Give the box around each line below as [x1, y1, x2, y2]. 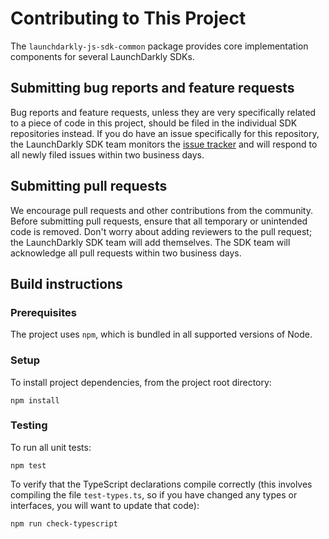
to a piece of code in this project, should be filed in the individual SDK [10, 117, 298, 129]
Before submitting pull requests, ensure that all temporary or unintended [10, 215, 308, 227]
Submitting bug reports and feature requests [10, 80, 295, 97]
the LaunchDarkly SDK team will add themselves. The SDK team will [10, 236, 291, 248]
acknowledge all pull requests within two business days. [10, 247, 242, 259]
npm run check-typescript [10, 518, 118, 529]
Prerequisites [10, 305, 77, 319]
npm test [10, 460, 47, 471]
